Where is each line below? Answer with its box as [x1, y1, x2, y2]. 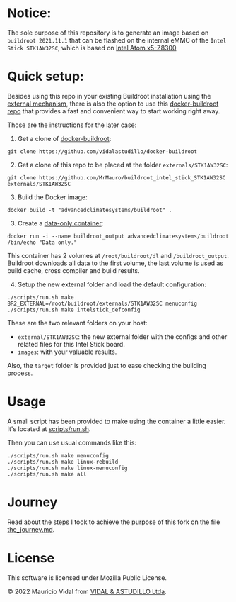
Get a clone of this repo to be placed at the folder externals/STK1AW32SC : [17, 160, 228, 169]
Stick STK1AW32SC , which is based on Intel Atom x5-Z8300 [7, 43, 177, 52]
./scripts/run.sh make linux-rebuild [7, 458, 119, 465]
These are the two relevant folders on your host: [7, 318, 148, 327]
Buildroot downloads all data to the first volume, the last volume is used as [7, 259, 224, 267]
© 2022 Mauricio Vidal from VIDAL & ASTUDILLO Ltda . [7, 587, 167, 596]
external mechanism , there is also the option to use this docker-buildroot [7, 99, 219, 108]
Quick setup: [7, 69, 85, 84]
